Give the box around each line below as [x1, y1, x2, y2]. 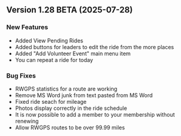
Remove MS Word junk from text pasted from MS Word [15, 91, 153, 99]
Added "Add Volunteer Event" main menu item [15, 50, 131, 57]
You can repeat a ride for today [15, 56, 94, 63]
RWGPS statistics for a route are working [15, 85, 117, 92]
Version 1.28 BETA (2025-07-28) [6, 5, 133, 15]
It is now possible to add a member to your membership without [15, 110, 175, 118]
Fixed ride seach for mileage [15, 98, 87, 105]
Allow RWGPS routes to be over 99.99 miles [15, 124, 125, 131]
